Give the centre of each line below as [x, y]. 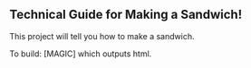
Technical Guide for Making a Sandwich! [126, 15]
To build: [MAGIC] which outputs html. [81, 54]
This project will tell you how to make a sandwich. [102, 36]
